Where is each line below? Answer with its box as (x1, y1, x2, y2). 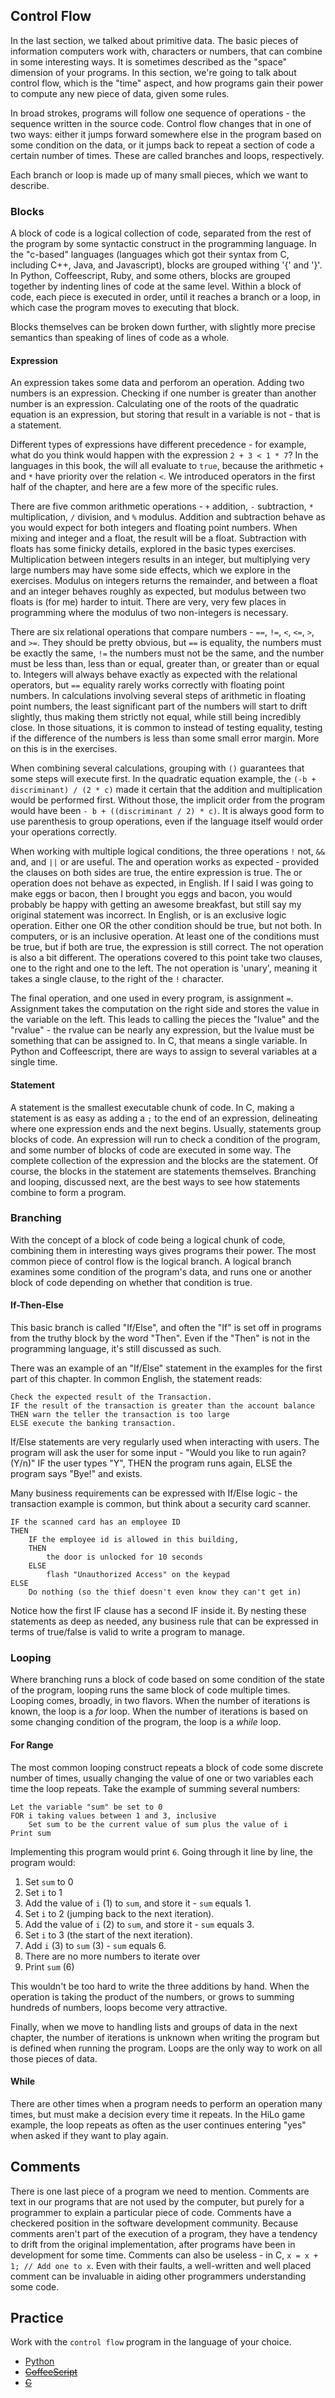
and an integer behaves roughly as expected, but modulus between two (10, 585, 307, 598)
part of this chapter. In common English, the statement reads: (10, 1373, 263, 1385)
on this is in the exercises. (10, 743, 118, 755)
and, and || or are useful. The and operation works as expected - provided (10, 856, 320, 868)
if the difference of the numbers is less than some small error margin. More (10, 732, 320, 744)
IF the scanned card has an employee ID (10, 1517, 182, 1528)
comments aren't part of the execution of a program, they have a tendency (10, 2227, 318, 2239)
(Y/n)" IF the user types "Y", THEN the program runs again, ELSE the (10, 1457, 293, 1469)
